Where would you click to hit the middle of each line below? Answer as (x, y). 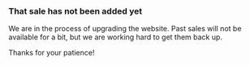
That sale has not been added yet (75, 11)
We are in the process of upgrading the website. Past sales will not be (125, 29)
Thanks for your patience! (52, 53)
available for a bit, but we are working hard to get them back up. (116, 37)
